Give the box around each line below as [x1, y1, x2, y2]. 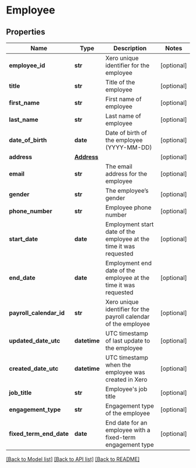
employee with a [105, 426, 150, 434]
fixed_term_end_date [9, 430, 69, 438]
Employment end [105, 259, 152, 267]
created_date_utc [9, 364, 59, 373]
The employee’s [105, 187, 149, 194]
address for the [105, 170, 148, 177]
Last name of [105, 112, 142, 120]
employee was [105, 368, 145, 376]
